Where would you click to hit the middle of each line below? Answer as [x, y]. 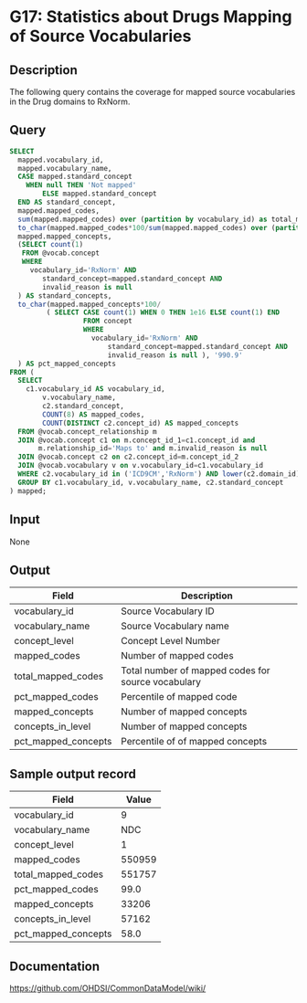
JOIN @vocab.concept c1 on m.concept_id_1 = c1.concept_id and [137, 440]
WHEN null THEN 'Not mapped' [81, 185]
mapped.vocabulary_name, [65, 168]
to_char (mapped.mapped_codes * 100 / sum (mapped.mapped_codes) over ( [147, 227]
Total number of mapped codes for [196, 670]
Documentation [55, 966]
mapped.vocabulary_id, [61, 160]
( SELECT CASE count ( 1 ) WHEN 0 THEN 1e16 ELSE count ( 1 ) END [163, 312]
